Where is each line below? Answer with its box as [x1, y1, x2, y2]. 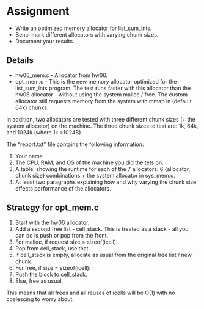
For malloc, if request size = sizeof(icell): [15, 238, 118, 245]
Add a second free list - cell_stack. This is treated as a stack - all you [15, 225, 189, 233]
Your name [15, 152, 43, 159]
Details [6, 55, 34, 65]
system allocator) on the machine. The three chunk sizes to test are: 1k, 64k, [6, 122, 199, 129]
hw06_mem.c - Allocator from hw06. [15, 71, 108, 79]
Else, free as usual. [15, 277, 64, 285]
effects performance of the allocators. [15, 184, 111, 192]
